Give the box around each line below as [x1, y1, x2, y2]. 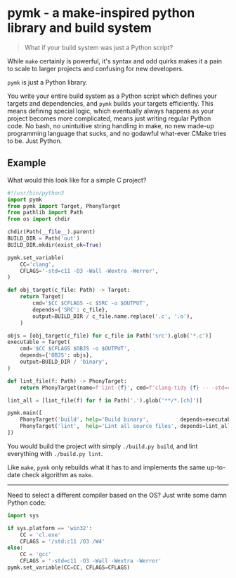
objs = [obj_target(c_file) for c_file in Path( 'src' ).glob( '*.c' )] [7, 332, 212, 339]
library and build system [7, 20, 152, 36]
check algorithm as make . [21, 470, 93, 479]
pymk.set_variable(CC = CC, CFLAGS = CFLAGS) [7, 564, 131, 571]
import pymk [7, 196, 42, 203]
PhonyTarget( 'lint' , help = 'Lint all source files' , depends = [20, 423, 206, 430]
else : [7, 544, 23, 551]
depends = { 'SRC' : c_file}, [32, 306, 109, 313]
